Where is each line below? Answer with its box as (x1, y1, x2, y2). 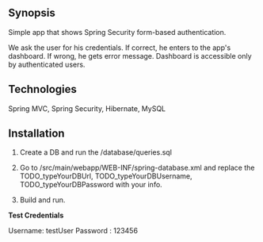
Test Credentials (8, 210, 64, 221)
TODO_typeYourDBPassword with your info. (19, 180, 162, 190)
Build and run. (19, 195, 66, 205)
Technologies (8, 83, 78, 96)
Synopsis (8, 6, 55, 20)
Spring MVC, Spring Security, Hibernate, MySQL (8, 103, 166, 113)
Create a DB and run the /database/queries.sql (19, 148, 173, 157)
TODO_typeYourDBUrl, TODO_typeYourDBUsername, (19, 171, 192, 181)
